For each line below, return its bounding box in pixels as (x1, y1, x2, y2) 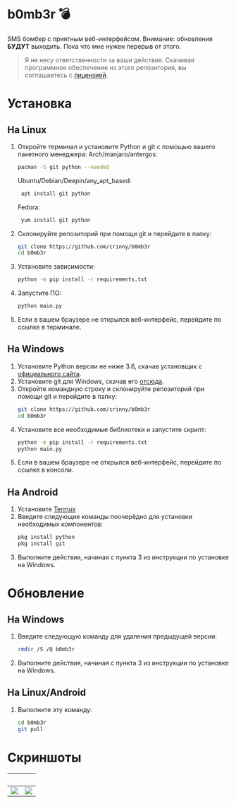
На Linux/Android (7, 687, 87, 699)
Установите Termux (17, 505, 76, 513)
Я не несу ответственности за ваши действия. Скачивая (24, 55, 195, 64)
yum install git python (20, 216, 91, 223)
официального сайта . (17, 369, 82, 378)
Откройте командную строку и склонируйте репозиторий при (17, 384, 205, 393)
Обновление (7, 585, 85, 602)
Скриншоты (7, 750, 82, 765)
